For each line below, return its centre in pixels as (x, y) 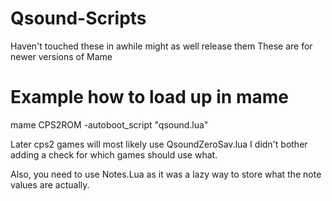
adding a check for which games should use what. (114, 154)
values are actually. (50, 184)
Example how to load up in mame (149, 97)
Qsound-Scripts (78, 18)
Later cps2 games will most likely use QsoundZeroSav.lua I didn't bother (159, 144)
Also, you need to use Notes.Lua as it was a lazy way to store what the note (166, 174)
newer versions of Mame (61, 56)
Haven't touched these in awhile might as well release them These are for (161, 46)
